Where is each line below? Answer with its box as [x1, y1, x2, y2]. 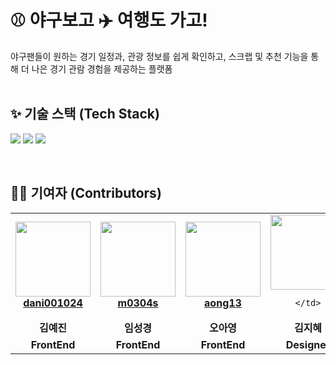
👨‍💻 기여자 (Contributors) [10, 185, 162, 202]
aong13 [204, 296, 242, 310]
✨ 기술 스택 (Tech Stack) [10, 106, 160, 123]
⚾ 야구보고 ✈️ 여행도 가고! [10, 9, 208, 32]
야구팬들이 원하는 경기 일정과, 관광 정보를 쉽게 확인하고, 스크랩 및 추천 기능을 [10, 50, 309, 62]
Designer [285, 337, 331, 351]
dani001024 [23, 296, 83, 310]
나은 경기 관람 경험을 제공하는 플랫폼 [31, 62, 173, 75]
